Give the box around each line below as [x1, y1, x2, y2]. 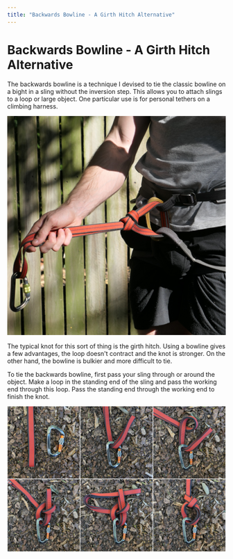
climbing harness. [7, 102, 58, 111]
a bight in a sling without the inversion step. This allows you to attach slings [7, 87, 223, 95]
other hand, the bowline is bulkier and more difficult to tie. [7, 357, 173, 365]
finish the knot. [7, 392, 50, 400]
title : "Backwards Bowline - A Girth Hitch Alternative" [7, 11, 175, 18]
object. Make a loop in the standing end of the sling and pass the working [7, 378, 217, 386]
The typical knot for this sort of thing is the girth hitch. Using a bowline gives [7, 341, 226, 350]
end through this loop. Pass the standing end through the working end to [7, 384, 215, 393]
